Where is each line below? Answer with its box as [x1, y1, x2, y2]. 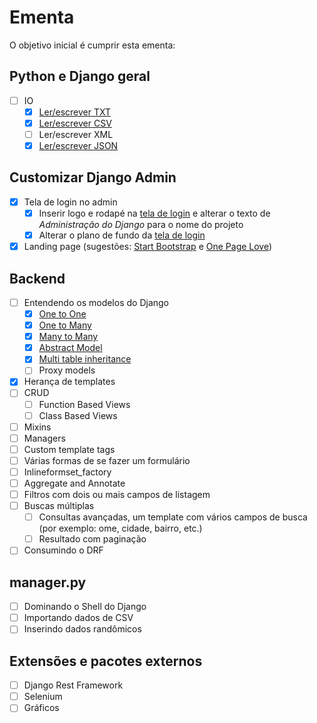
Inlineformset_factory [23, 466, 112, 478]
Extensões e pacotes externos [9, 652, 203, 670]
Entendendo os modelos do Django [23, 296, 169, 308]
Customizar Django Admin [9, 169, 177, 186]
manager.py [9, 574, 87, 591]
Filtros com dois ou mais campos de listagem [23, 489, 211, 500]
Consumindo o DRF [23, 544, 104, 556]
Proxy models [38, 364, 96, 376]
